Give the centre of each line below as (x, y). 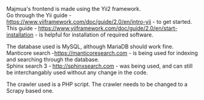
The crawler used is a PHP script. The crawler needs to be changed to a (97, 84)
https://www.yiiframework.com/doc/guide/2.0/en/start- (108, 28)
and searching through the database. (53, 59)
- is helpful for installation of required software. (94, 35)
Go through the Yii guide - (39, 15)
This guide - (22, 28)
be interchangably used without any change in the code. (77, 72)
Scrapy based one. (30, 91)
